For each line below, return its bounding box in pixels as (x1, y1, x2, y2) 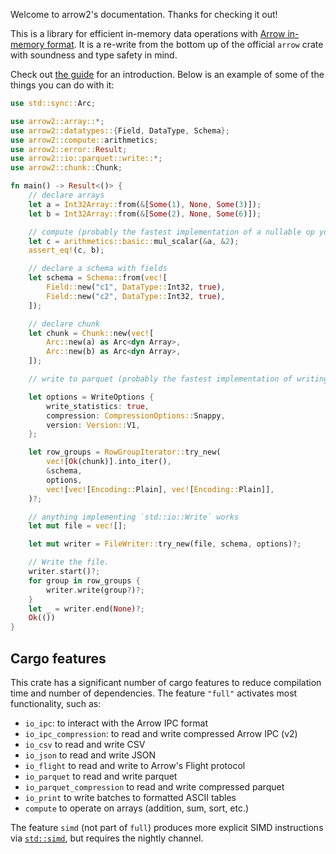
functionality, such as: (10, 697, 102, 709)
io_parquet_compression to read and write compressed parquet (24, 780, 285, 793)
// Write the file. (28, 557, 110, 568)
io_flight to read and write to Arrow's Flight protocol (24, 759, 246, 771)
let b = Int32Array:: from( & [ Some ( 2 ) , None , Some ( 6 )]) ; (28, 209, 262, 219)
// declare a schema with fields (28, 264, 168, 274)
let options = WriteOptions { (28, 392, 155, 402)
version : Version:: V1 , (46, 420, 141, 430)
